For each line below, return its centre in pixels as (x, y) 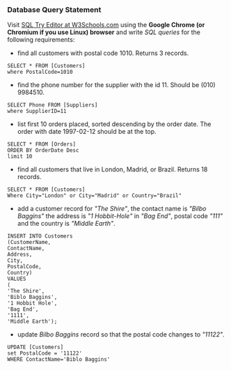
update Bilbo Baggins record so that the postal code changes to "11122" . (121, 334)
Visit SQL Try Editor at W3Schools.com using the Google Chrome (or (106, 25)
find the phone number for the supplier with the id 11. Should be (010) (116, 85)
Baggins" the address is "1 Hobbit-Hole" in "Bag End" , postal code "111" (120, 216)
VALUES (17, 279)
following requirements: (41, 40)
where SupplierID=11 (37, 111)
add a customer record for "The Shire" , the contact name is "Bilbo (112, 209)
